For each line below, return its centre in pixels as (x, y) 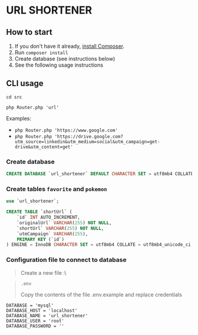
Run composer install (41, 52)
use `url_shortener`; (33, 201)
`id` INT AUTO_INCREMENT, (49, 218)
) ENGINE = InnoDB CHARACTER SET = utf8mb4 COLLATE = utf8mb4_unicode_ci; (100, 245)
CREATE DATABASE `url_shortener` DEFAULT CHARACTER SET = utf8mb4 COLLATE (100, 174)
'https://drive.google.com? (89, 136)
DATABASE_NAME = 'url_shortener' (47, 316)
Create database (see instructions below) (65, 59)
